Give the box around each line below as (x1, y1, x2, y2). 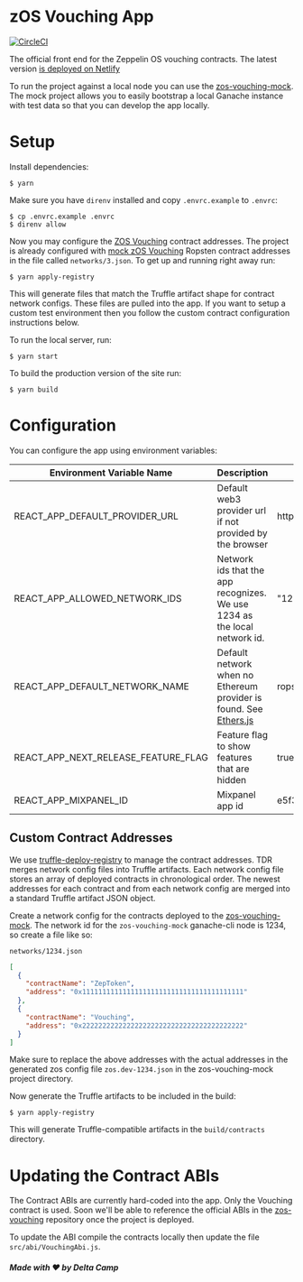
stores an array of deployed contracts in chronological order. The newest (9, 873, 281, 884)
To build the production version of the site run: (9, 367, 182, 378)
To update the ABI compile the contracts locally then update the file (9, 1231, 260, 1242)
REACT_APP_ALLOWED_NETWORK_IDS (14, 592, 182, 604)
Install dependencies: (9, 161, 89, 172)
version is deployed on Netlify (9, 63, 120, 74)
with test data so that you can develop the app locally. (9, 99, 210, 110)
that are (216, 762, 250, 775)
